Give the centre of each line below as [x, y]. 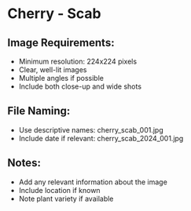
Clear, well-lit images [53, 70]
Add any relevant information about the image [93, 182]
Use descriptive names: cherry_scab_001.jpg [91, 129]
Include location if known [59, 190]
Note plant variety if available [66, 198]
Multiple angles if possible [61, 78]
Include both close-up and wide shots [80, 86]
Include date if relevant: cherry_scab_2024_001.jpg [101, 138]
